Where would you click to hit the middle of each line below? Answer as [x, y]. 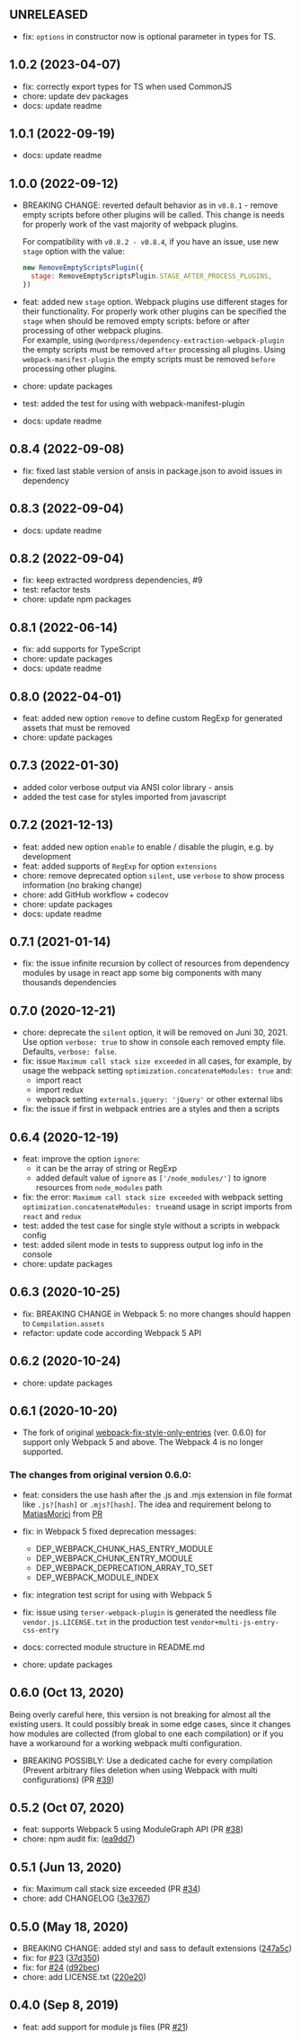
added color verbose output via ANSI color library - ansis [128, 787]
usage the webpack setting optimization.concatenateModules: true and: [157, 1071]
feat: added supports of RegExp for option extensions [120, 866]
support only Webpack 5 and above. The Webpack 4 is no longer [142, 1442]
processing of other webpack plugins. [93, 330]
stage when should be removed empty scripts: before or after [136, 321]
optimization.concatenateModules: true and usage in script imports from [157, 1207]
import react [58, 1080]
